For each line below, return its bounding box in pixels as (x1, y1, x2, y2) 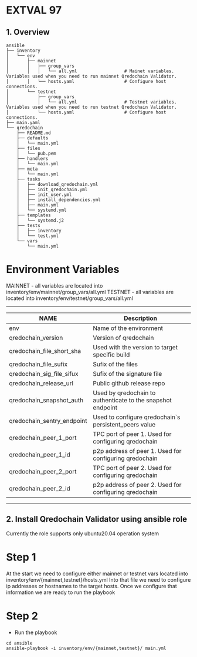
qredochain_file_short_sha (9, 346, 81, 355)
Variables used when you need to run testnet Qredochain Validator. (6, 104, 177, 110)
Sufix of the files (93, 360, 138, 368)
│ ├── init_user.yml (16, 192, 72, 198)
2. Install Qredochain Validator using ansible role (6, 514, 188, 524)
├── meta (16, 166, 38, 172)
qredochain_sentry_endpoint (9, 416, 87, 425)
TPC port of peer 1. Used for (93, 430, 172, 438)
